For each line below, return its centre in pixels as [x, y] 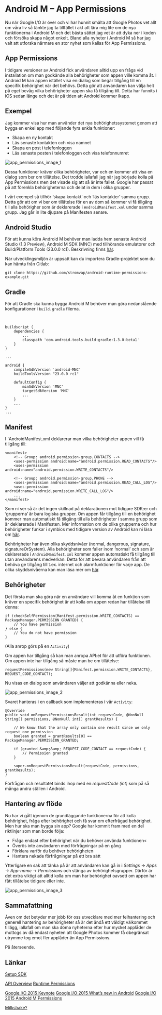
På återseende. [20, 947]
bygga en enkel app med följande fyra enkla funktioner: [60, 128]
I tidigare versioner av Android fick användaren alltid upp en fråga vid [74, 70]
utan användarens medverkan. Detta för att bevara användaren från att [75, 559]
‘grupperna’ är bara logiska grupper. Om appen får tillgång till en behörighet [80, 514]
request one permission [29, 732]
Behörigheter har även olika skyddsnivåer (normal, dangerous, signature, [78, 544]
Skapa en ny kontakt [32, 138]
